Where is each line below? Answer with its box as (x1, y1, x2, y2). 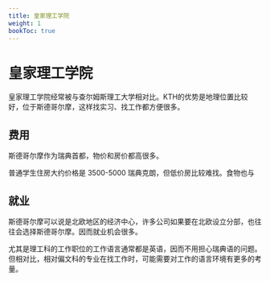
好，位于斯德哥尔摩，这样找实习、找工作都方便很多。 (8, 102, 185, 112)
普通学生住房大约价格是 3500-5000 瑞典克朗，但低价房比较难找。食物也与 (8, 168, 255, 178)
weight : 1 (8, 19, 42, 27)
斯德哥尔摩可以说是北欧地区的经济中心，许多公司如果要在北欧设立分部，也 (8, 217, 255, 226)
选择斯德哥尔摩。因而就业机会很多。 (22, 226, 142, 236)
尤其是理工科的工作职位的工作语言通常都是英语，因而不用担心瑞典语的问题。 (8, 243, 262, 254)
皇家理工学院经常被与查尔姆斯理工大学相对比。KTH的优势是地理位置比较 (8, 92, 248, 101)
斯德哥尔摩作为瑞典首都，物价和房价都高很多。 (8, 151, 163, 161)
